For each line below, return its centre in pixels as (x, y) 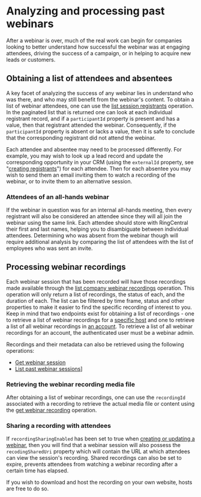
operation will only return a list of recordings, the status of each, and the (95, 294)
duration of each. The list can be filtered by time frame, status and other (95, 300)
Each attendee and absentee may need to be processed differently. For (94, 149)
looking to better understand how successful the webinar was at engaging (98, 47)
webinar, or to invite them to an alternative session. (69, 181)
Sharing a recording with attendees (58, 426)
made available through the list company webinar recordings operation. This (100, 288)
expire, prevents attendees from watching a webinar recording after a (92, 465)
